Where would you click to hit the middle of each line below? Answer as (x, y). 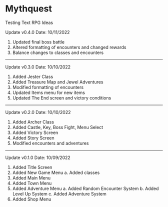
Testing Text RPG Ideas (29, 22)
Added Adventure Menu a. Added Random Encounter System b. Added (85, 188)
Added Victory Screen (35, 132)
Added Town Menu (32, 183)
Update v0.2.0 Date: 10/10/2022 (38, 112)
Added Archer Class (33, 122)
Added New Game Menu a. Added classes (56, 172)
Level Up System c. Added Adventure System (59, 193)
